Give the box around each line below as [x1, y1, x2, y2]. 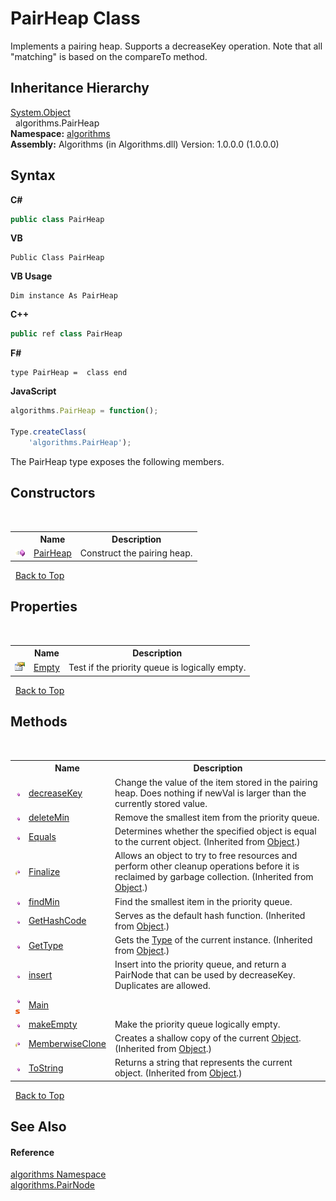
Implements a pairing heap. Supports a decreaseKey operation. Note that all [10, 40, 323, 52]
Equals [28, 830, 57, 842]
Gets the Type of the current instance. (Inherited [114, 934, 313, 946]
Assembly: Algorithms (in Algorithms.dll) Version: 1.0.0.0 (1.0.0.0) [10, 138, 280, 150]
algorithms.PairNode [10, 1179, 95, 1191]
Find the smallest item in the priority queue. [114, 895, 293, 907]
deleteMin [28, 811, 70, 823]
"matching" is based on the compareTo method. [10, 50, 208, 62]
